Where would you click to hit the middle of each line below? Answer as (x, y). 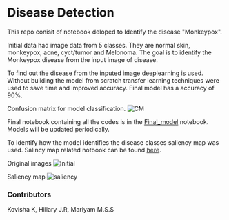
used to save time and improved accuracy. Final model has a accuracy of (111, 88)
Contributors (29, 194)
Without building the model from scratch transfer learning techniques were (113, 80)
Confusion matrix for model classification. (67, 108)
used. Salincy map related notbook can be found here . (84, 150)
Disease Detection (61, 13)
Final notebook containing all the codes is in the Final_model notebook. (108, 121)
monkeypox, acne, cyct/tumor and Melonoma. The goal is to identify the (109, 52)
